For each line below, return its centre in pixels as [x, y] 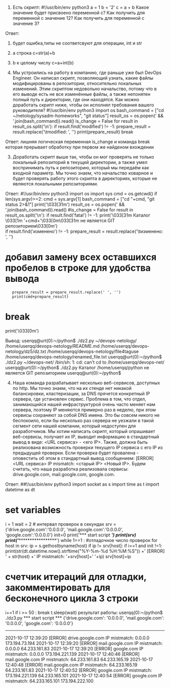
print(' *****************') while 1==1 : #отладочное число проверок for [81, 540]
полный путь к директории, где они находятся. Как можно [76, 99]
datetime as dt [20, 489]
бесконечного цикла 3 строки [72, 598]
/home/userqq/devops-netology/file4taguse [93, 351]
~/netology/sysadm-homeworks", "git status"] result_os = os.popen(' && [88, 116]
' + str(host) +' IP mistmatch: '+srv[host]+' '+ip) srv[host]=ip [68, 556]
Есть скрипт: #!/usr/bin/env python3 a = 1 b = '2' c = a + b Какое [81, 7]
